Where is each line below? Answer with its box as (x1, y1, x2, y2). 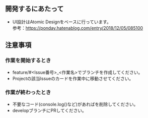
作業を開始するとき (5, 57, 51, 64)
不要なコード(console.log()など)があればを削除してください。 (12, 101, 138, 107)
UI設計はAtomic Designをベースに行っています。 (12, 19, 111, 25)
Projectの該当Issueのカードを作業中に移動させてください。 (12, 75, 134, 81)
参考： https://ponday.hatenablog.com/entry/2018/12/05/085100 (12, 25, 143, 31)
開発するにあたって (5, 4, 64, 13)
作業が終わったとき (5, 89, 51, 96)
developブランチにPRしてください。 (12, 107, 87, 113)
